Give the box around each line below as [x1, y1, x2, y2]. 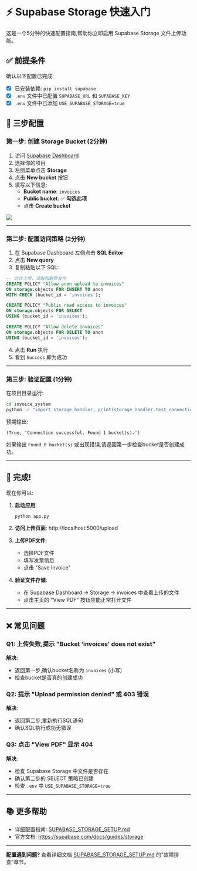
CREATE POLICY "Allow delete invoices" [6, 324, 104, 330]
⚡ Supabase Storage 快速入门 [6, 5, 151, 19]
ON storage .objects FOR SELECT [6, 308, 83, 314]
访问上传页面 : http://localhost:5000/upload [14, 524, 118, 531]
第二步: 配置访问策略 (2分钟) [6, 235, 86, 243]
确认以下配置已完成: [6, 72, 55, 79]
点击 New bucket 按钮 [14, 174, 69, 181]
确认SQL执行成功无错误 [14, 724, 72, 731]
